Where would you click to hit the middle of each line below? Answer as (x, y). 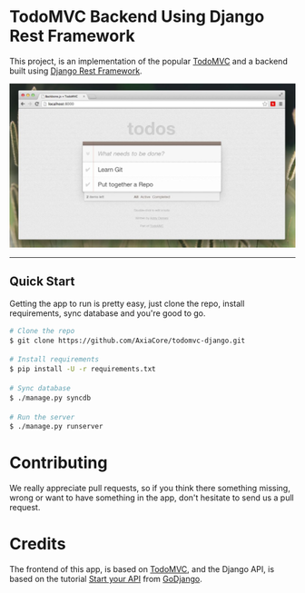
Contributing (59, 463)
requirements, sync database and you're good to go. (108, 313)
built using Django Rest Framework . (76, 71)
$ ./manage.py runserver (56, 427)
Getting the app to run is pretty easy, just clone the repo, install (127, 303)
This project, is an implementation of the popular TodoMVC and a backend (148, 61)
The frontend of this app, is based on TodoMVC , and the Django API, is (142, 569)
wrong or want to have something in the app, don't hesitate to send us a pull (152, 498)
